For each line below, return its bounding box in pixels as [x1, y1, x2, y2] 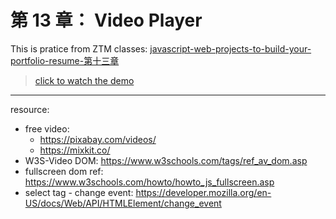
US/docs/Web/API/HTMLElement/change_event [24, 197, 222, 209]
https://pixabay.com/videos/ [39, 133, 157, 145]
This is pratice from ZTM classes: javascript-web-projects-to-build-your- [10, 42, 312, 55]
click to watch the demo [34, 74, 135, 86]
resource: [10, 103, 50, 115]
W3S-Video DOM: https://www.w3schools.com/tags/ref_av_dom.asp [24, 154, 308, 166]
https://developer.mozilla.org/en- [135, 186, 272, 198]
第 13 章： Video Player [10, 9, 203, 32]
